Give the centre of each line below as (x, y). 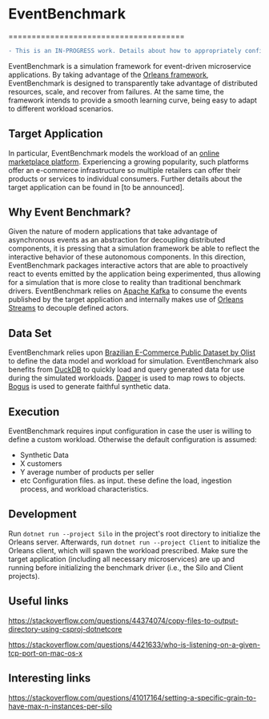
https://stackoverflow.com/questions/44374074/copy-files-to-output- (123, 621)
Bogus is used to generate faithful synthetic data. (89, 387)
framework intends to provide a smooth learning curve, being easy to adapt (133, 100)
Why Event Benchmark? (70, 213)
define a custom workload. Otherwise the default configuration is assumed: (133, 440)
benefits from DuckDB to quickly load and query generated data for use (126, 370)
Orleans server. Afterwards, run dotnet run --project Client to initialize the (134, 542)
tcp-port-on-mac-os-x (45, 653)
